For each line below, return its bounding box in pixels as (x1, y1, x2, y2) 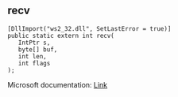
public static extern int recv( (7, 32, 114, 39)
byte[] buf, (17, 45, 58, 54)
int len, (17, 52, 47, 60)
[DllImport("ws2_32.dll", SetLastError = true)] (7, 24, 172, 32)
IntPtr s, (17, 39, 51, 47)
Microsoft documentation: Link (7, 80, 108, 89)
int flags (17, 59, 51, 67)
